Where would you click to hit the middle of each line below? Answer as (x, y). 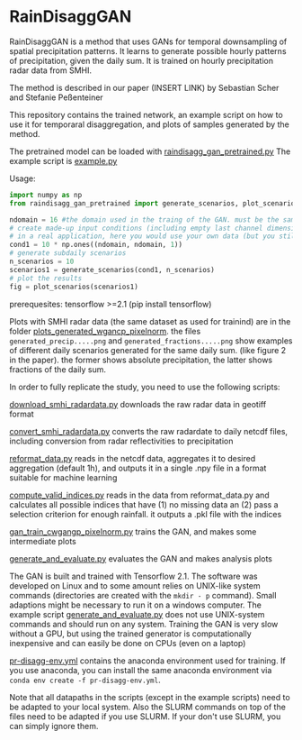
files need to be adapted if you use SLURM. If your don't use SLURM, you (145, 716)
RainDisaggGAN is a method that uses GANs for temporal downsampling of (148, 41)
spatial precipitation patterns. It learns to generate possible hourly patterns (148, 50)
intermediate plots (43, 541)
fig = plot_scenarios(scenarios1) (74, 287)
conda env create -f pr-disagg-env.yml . (85, 680)
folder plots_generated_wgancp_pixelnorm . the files (105, 331)
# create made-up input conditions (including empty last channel (136, 228)
